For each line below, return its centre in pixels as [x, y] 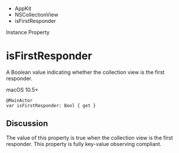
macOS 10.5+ [22, 90]
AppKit [23, 8]
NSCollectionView [37, 15]
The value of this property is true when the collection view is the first [89, 138]
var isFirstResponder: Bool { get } [51, 106]
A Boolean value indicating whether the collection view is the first [85, 72]
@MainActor [19, 100]
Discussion [27, 123]
